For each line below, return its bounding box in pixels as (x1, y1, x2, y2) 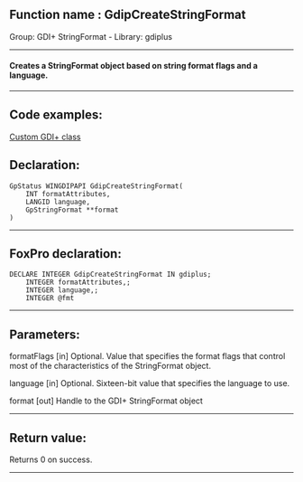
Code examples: (9, 108, 103, 123)
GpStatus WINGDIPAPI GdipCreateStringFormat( (9, 181, 183, 191)
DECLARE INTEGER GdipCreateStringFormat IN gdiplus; (9, 270, 212, 279)
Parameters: (9, 326, 80, 342)
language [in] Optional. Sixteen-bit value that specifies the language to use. (9, 378, 290, 389)
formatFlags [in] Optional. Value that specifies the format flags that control (9, 351, 286, 362)
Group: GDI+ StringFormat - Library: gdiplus (9, 31, 173, 42)
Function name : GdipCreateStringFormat (9, 7, 246, 23)
